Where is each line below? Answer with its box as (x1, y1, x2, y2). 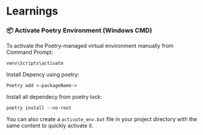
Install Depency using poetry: (6, 71, 80, 78)
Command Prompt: (6, 48, 53, 56)
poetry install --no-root (6, 105, 72, 111)
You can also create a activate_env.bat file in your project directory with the (6, 116, 198, 123)
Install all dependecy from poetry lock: (6, 93, 102, 100)
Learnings (6, 4, 59, 18)
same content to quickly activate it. (6, 122, 94, 130)
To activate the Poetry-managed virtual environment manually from (6, 42, 174, 50)
